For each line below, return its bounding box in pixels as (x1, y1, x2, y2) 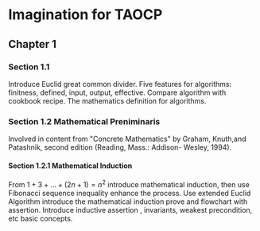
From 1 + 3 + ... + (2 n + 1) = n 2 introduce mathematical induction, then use (8, 178, 250, 190)
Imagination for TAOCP (8, 6, 163, 24)
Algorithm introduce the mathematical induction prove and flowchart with (8, 197, 248, 206)
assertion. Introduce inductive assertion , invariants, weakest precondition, (8, 206, 253, 215)
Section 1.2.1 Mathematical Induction (8, 161, 133, 170)
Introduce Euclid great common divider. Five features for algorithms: (8, 79, 232, 88)
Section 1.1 (8, 61, 50, 72)
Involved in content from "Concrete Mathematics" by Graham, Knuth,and (8, 134, 246, 144)
